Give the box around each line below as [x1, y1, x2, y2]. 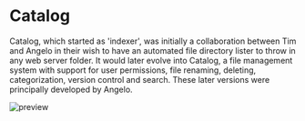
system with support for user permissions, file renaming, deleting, [9, 65, 257, 76]
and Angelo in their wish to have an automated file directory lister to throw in [9, 45, 296, 55]
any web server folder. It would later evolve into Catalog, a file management [9, 55, 293, 66]
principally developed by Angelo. [9, 84, 134, 95]
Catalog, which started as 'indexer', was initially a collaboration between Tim [9, 35, 297, 46]
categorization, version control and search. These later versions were [9, 74, 270, 85]
